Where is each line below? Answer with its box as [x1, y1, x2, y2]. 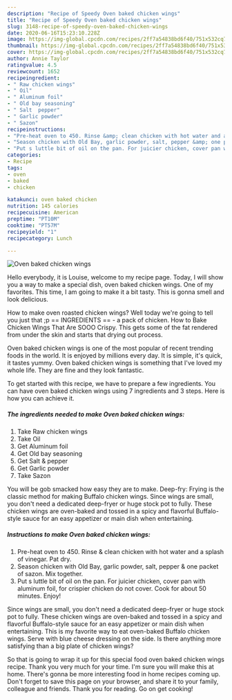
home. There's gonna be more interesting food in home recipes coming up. [7, 670, 221, 679]
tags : [7, 164, 23, 172]
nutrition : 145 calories [7, 203, 79, 210]
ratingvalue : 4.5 [7, 62, 57, 68]
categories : [7, 151, 41, 159]
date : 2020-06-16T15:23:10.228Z [7, 29, 100, 37]
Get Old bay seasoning [17, 450, 83, 458]
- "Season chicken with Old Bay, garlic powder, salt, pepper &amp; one [7, 139, 221, 146]
